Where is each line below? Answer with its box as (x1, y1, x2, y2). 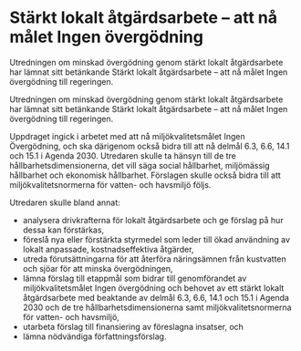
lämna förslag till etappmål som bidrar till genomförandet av (22, 273, 247, 284)
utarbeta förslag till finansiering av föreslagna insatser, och (22, 321, 244, 332)
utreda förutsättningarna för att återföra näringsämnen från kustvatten (22, 253, 287, 264)
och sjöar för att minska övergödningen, (22, 263, 173, 274)
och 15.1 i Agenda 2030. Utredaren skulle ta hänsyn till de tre (9, 150, 237, 161)
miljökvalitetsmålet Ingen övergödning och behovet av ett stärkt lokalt (22, 282, 285, 294)
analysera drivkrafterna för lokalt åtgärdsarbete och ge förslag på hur (22, 214, 285, 225)
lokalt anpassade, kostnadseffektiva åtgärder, (22, 243, 194, 254)
